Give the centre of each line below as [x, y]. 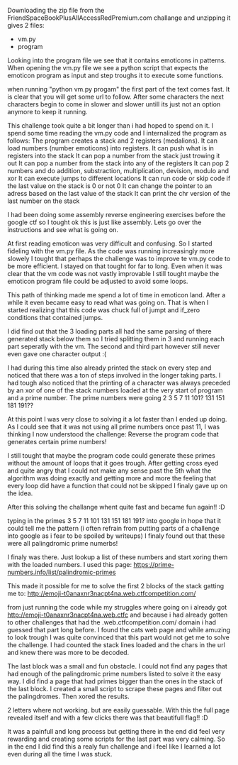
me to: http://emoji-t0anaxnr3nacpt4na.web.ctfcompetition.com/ [102, 593]
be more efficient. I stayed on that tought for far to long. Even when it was [115, 266]
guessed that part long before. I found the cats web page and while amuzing [119, 630]
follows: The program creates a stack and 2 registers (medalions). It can [113, 141]
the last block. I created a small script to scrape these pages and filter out [115, 689]
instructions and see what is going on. [63, 230]
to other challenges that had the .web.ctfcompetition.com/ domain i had [112, 622]
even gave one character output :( [57, 354]
